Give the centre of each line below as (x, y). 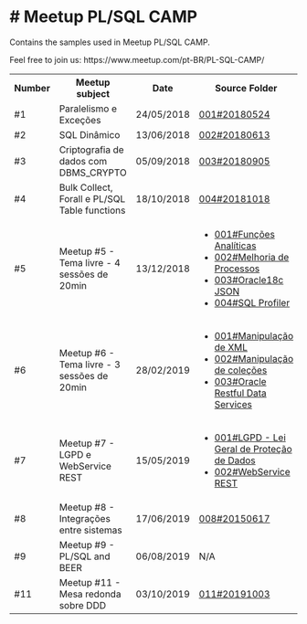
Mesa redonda (90, 594)
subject (93, 93)
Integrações (85, 518)
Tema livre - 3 (90, 365)
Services (233, 404)
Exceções (80, 120)
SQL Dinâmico (90, 134)
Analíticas (235, 246)
